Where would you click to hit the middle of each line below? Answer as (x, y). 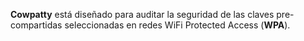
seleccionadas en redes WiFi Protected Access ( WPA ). (177, 25)
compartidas (36, 25)
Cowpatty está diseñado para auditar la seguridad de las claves (142, 14)
